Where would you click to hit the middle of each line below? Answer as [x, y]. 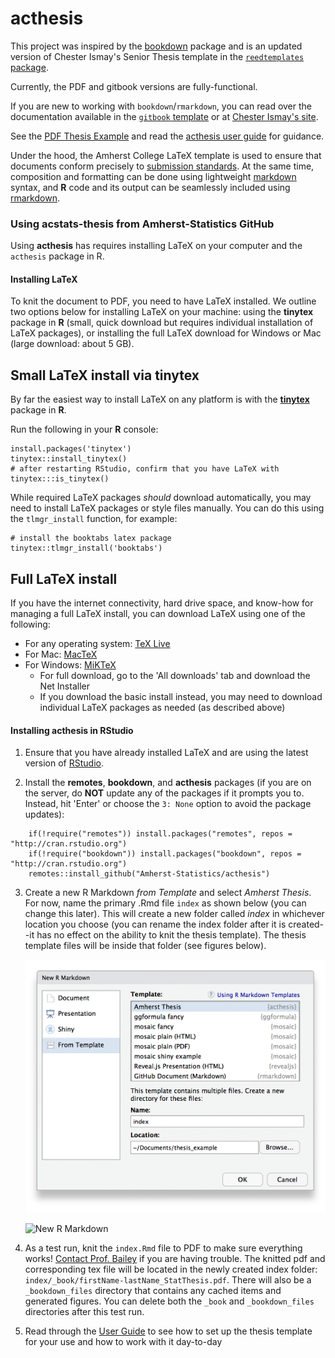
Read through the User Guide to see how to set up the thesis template [168, 1331]
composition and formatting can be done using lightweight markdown [153, 176]
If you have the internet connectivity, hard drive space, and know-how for [162, 603]
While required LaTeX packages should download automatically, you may [161, 498]
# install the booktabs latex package [91, 538]
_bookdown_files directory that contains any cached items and [153, 1291]
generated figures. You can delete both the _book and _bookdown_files [169, 1301]
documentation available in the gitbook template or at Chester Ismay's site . [164, 116]
